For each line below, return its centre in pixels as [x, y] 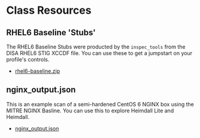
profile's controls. [28, 59]
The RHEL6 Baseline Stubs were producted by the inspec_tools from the [96, 47]
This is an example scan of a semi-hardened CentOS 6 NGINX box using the [100, 104]
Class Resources [49, 10]
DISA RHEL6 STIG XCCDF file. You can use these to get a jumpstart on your [99, 53]
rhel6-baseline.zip [37, 71]
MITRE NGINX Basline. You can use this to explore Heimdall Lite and [90, 111]
